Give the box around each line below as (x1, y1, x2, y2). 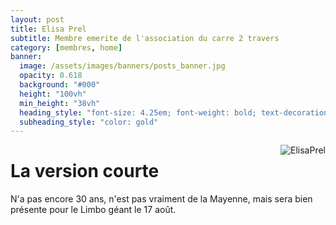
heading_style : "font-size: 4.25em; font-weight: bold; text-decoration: (19, 107, 333, 118)
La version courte (10, 160, 160, 183)
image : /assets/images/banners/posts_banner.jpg (19, 61, 226, 71)
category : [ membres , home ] (10, 42, 123, 53)
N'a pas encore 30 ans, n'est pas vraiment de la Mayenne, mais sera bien (10, 193, 313, 205)
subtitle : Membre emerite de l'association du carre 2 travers (10, 33, 280, 43)
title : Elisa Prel (10, 24, 87, 34)
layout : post (10, 14, 65, 25)
